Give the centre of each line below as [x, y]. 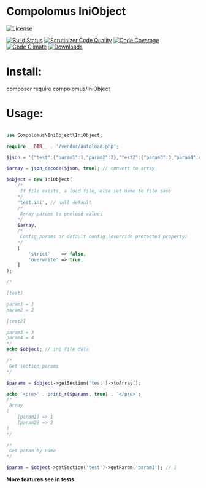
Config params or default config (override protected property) [104, 237]
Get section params [34, 366]
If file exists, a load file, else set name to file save [96, 191]
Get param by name [32, 451]
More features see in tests [40, 479]
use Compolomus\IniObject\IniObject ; [55, 135]
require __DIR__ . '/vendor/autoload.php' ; [63, 146]
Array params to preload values [61, 214]
